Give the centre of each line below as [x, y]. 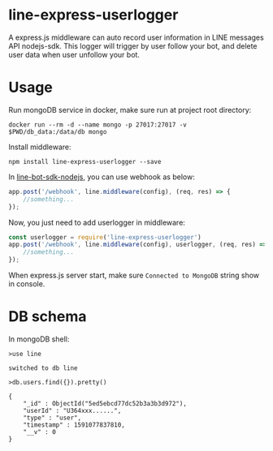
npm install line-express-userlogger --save [85, 161]
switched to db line [43, 368]
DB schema [48, 317]
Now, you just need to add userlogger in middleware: [97, 222]
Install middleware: [40, 147]
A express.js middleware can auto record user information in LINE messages [136, 37]
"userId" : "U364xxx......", [72, 410]
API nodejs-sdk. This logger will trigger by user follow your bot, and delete [133, 45]
